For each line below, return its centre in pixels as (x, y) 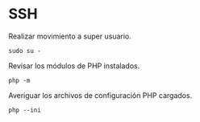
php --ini (25, 110)
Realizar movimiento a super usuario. (70, 36)
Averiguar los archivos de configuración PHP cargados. (100, 95)
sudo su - (25, 51)
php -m (19, 80)
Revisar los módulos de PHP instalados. (74, 66)
